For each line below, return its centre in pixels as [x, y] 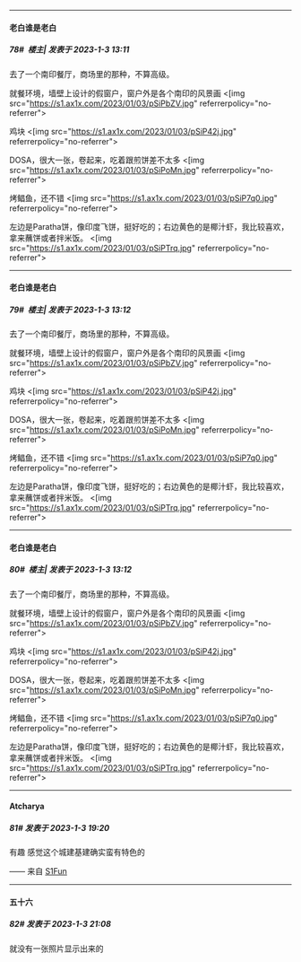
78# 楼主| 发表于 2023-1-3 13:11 [69, 49]
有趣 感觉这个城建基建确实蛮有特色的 [77, 853]
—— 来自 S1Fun [38, 871]
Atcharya [27, 806]
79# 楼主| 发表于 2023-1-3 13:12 [70, 310]
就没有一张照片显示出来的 [56, 949]
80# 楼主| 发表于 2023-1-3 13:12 [71, 570]
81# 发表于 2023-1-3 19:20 [60, 827]
